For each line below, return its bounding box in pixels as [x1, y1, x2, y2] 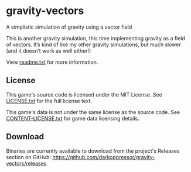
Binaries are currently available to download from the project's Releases [6, 147, 180, 154]
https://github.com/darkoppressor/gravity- [52, 153, 155, 160]
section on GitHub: [6, 153, 52, 160]
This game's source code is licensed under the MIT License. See [6, 91, 162, 98]
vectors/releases [6, 160, 47, 167]
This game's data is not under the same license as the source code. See [6, 108, 180, 115]
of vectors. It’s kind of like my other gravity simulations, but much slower [6, 41, 181, 48]
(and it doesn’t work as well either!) [6, 47, 91, 54]
